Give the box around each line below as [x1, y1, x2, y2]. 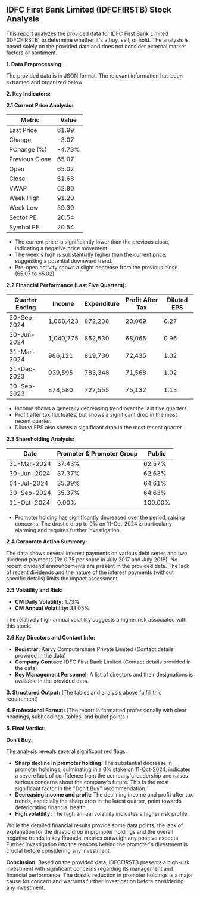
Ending [15, 303, 36, 311]
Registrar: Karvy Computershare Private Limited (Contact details [14, 645, 174, 653]
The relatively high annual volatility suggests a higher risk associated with [6, 616, 187, 623]
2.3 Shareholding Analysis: [6, 435, 75, 443]
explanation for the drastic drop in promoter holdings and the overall [6, 828, 174, 835]
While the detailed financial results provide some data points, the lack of [6, 821, 183, 829]
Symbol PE [9, 223, 40, 231]
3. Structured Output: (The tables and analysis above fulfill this [6, 689, 162, 696]
